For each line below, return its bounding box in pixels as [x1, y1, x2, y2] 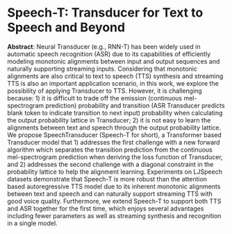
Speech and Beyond [7, 19, 126, 35]
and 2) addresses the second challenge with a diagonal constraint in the [7, 160, 214, 168]
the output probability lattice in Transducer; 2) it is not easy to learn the [7, 116, 211, 124]
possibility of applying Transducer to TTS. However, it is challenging [7, 87, 203, 95]
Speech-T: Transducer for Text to [7, 5, 204, 21]
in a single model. [7, 219, 58, 227]
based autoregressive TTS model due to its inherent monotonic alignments [7, 182, 221, 190]
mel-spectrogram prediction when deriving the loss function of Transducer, [7, 152, 224, 161]
